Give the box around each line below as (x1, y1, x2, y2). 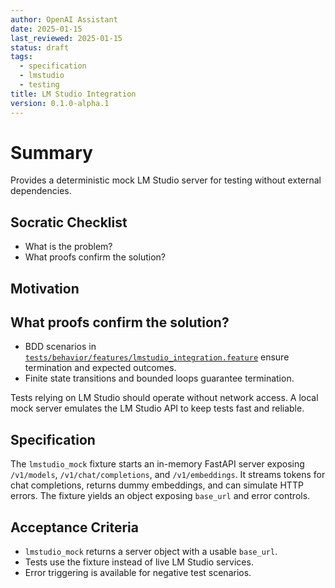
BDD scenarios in (24, 341, 97, 353)
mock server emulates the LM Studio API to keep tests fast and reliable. (10, 402, 305, 415)
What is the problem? (24, 241, 113, 253)
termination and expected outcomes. (24, 362, 177, 374)
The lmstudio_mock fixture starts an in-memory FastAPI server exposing (10, 458, 305, 470)
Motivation (10, 280, 80, 297)
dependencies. (10, 185, 72, 197)
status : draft (10, 42, 70, 53)
